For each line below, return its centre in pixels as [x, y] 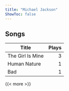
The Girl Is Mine [26, 56]
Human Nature [24, 64]
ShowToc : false [21, 14]
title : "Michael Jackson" [31, 10]
